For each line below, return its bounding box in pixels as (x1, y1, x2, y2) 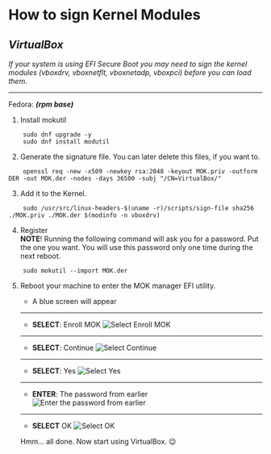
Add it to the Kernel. (19, 189, 87, 198)
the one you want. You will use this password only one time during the (19, 243, 253, 252)
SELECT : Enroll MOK (31, 320, 101, 329)
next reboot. (19, 252, 61, 260)
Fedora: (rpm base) (8, 99, 74, 109)
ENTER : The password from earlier (31, 389, 148, 398)
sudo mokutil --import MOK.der (23, 267, 128, 275)
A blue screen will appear (31, 297, 117, 306)
